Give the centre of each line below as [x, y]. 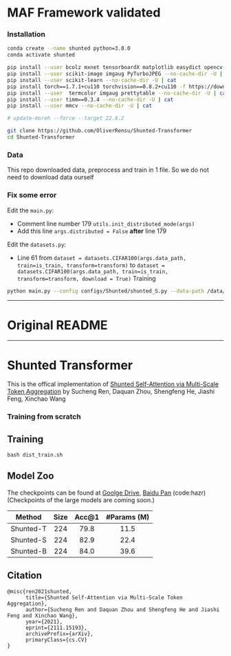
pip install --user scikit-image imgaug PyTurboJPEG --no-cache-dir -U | [115, 74]
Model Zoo [31, 476]
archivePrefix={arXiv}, [59, 634]
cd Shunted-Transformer [41, 137]
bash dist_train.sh [35, 455]
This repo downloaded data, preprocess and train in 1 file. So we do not [108, 170]
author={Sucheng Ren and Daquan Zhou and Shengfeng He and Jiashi [122, 609]
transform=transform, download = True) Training [86, 278]
